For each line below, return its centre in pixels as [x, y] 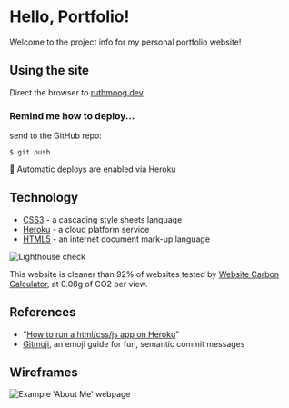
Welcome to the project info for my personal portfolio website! [125, 42]
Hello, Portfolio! [70, 17]
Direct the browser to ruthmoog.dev [76, 92]
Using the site [49, 70]
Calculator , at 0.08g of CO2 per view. [79, 284]
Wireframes [44, 373]
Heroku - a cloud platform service [86, 229]
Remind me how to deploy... [72, 115]
